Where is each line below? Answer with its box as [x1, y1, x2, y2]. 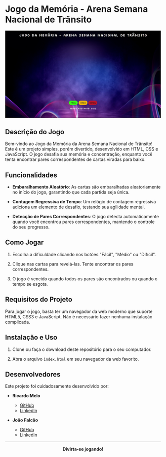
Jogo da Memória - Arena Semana [5, 3, 148, 15]
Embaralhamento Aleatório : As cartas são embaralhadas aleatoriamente [12, 184, 161, 190]
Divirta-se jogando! [62, 446, 104, 452]
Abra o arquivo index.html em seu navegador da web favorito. [12, 356, 139, 362]
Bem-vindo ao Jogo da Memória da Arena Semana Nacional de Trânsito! [5, 141, 153, 147]
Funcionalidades [5, 171, 58, 179]
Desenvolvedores [5, 370, 61, 379]
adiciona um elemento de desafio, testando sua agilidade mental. [12, 204, 145, 210]
